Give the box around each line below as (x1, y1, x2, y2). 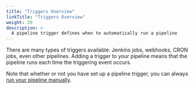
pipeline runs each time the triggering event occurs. (6, 59, 132, 66)
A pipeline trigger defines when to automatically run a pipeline (11, 30, 178, 36)
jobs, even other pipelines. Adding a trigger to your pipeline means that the (6, 53, 188, 60)
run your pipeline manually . (6, 77, 72, 84)
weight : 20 (6, 19, 33, 25)
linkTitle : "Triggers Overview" (6, 14, 85, 20)
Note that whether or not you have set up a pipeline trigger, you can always (6, 70, 189, 77)
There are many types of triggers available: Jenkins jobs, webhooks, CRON (6, 46, 188, 53)
